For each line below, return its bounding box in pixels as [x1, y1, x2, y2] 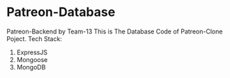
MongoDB [16, 63, 46, 71]
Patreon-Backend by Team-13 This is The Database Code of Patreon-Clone [6, 27, 223, 36]
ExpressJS [16, 48, 48, 56]
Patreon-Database [6, 4, 116, 20]
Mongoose [16, 55, 48, 63]
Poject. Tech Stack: [6, 34, 62, 42]
